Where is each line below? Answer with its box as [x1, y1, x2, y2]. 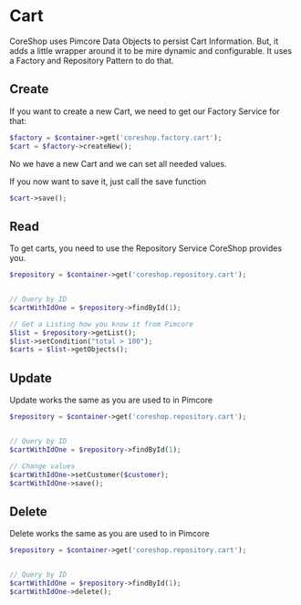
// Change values [9, 462, 76, 471]
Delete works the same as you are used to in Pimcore [9, 528, 210, 539]
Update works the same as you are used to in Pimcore [9, 394, 213, 406]
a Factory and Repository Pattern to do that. [9, 55, 174, 66]
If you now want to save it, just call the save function [9, 175, 207, 187]
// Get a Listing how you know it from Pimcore [9, 319, 194, 329]
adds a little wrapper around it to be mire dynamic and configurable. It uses [9, 45, 293, 56]
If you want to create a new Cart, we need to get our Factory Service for [9, 106, 280, 117]
